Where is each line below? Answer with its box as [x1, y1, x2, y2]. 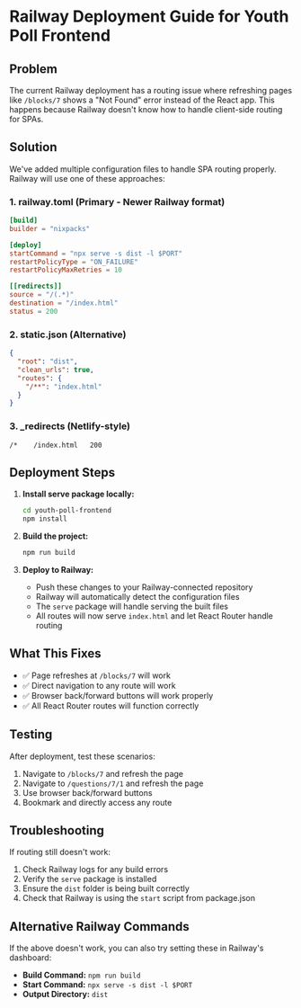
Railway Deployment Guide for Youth [9, 6, 289, 27]
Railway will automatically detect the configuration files [35, 592, 240, 602]
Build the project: [22, 531, 88, 541]
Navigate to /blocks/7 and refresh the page [22, 768, 184, 779]
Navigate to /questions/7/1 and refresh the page [22, 778, 204, 789]
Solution [9, 139, 58, 155]
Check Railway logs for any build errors [22, 864, 169, 875]
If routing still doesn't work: [9, 847, 111, 858]
